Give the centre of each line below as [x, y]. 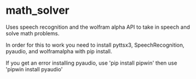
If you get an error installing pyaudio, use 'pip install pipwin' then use [92, 63]
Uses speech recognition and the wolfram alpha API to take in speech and [98, 27]
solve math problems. [33, 33]
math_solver [38, 10]
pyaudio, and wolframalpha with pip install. [59, 51]
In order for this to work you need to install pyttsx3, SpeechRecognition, [95, 45]
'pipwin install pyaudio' [34, 69]
